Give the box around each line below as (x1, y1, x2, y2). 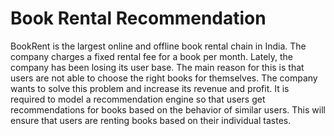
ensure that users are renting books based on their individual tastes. (10, 114, 292, 126)
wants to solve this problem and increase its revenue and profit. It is (10, 82, 290, 94)
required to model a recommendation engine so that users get (10, 93, 266, 105)
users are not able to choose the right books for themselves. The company (10, 72, 318, 84)
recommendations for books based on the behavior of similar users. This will (10, 103, 326, 116)
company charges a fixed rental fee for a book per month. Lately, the (10, 50, 294, 62)
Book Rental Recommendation (10, 7, 267, 30)
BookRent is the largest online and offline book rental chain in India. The (10, 40, 307, 52)
